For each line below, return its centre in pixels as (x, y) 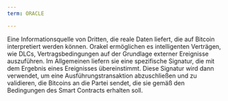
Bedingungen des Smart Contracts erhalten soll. (75, 90)
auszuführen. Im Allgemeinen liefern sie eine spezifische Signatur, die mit (111, 61)
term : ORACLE (26, 13)
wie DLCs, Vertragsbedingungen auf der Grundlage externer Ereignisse (108, 54)
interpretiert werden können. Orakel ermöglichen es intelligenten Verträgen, (114, 46)
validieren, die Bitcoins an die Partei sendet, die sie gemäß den (96, 82)
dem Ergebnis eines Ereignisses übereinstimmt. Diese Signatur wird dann (111, 68)
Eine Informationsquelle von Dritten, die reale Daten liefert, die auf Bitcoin (111, 39)
